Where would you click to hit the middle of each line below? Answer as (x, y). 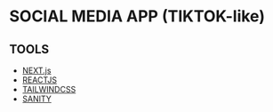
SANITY (36, 99)
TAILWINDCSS (49, 89)
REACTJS (40, 80)
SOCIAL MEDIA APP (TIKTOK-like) (137, 16)
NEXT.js (36, 70)
